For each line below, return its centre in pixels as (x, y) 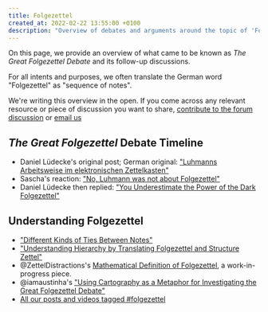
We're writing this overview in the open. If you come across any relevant (127, 101)
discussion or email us (45, 118)
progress (35, 274)
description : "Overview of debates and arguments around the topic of (128, 30)
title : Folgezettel (41, 16)
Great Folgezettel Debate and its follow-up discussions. (99, 61)
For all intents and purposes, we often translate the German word (115, 77)
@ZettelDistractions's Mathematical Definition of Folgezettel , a (122, 265)
